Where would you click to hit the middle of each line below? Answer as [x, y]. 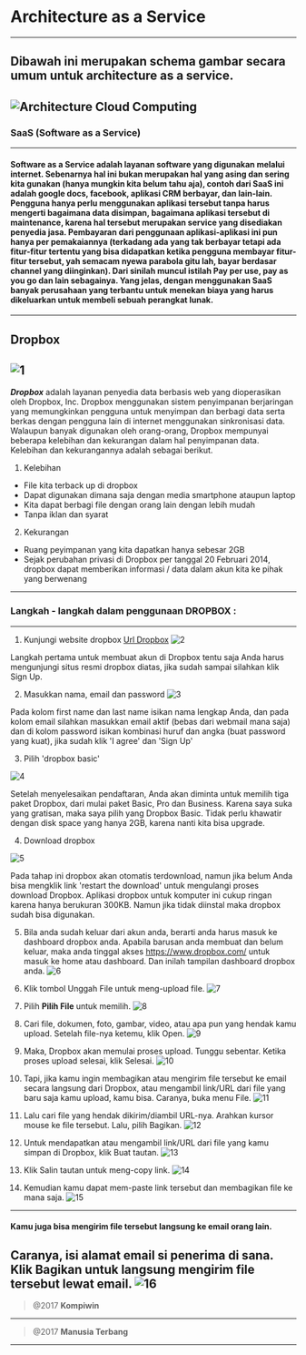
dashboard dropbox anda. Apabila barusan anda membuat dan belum [153, 942]
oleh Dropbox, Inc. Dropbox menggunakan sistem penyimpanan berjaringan [152, 402]
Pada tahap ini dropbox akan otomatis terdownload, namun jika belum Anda [152, 875]
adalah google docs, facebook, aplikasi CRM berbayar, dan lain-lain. [142, 193]
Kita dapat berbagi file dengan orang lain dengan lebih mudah [139, 505]
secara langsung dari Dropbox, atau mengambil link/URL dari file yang [154, 1088]
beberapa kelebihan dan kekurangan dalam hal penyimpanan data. [135, 441]
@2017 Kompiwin [66, 1306]
